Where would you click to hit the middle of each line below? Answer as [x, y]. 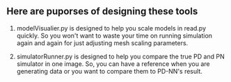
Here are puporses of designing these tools [102, 11]
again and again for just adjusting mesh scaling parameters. [102, 43]
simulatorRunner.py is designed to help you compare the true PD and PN [120, 56]
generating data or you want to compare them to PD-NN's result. [109, 71]
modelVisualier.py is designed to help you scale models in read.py [111, 28]
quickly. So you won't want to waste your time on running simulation [114, 35]
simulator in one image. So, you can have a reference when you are [113, 64]
